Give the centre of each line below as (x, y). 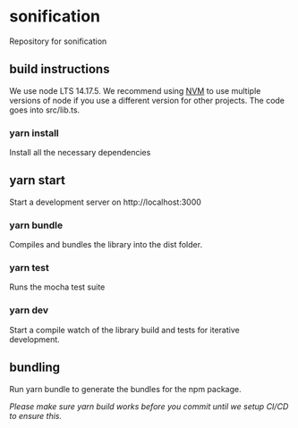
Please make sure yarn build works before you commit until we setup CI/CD (149, 406)
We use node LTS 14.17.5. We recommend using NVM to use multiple (135, 90)
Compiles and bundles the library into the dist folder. (106, 245)
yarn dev (29, 310)
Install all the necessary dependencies (80, 153)
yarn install (34, 133)
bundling (35, 368)
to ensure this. (36, 415)
